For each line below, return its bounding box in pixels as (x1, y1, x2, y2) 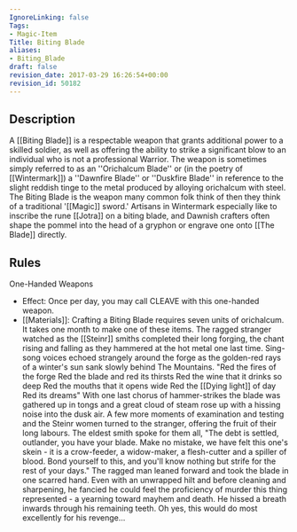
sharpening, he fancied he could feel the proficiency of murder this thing (21, 484, 288, 495)
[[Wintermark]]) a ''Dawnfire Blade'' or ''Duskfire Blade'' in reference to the (9, 173, 284, 184)
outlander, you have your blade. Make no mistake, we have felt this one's (21, 437, 288, 448)
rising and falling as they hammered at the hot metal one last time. (21, 343, 264, 354)
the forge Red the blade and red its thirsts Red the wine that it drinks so (21, 372, 283, 382)
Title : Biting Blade (9, 37, 86, 47)
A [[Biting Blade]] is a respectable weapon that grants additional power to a (9, 135, 284, 146)
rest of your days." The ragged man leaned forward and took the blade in (21, 465, 289, 476)
